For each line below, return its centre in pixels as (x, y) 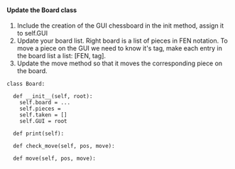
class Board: (26, 84)
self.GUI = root (44, 121)
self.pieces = (40, 109)
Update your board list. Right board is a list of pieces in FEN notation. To (122, 41)
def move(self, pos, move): (55, 159)
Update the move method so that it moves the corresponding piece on (120, 63)
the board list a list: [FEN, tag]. (61, 56)
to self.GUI (32, 33)
